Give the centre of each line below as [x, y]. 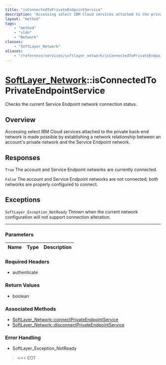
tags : [11, 23]
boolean [21, 296]
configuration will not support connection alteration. [58, 217]
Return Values [22, 285]
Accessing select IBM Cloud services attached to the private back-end [77, 132]
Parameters [19, 234]
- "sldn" [23, 33]
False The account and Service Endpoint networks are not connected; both [82, 179]
